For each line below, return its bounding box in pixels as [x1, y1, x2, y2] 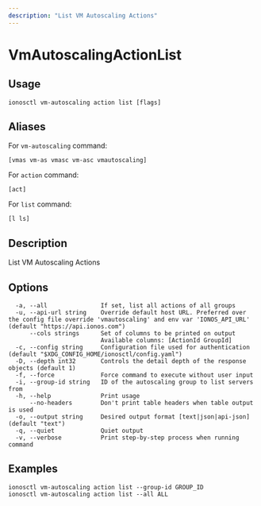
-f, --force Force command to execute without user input [15, 371, 254, 380]
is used [8, 406, 34, 414]
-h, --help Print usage [15, 392, 140, 400]
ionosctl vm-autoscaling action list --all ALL [8, 490, 169, 498]
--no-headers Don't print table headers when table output [29, 399, 254, 408]
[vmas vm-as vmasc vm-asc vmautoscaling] [8, 156, 148, 164]
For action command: [8, 170, 79, 180]
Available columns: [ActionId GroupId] [100, 337, 232, 345]
